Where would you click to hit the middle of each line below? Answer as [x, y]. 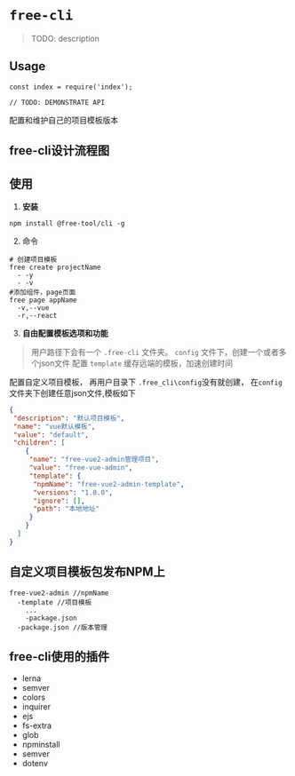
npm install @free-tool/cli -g [67, 223]
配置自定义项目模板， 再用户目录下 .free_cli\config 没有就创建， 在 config [146, 382]
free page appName [43, 300]
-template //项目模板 [54, 602]
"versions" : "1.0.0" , [73, 492]
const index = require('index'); [71, 87]
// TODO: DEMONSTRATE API [57, 102]
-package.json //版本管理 [63, 627]
